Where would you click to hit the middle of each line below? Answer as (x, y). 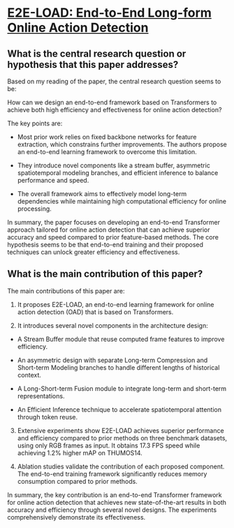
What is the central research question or (97, 54)
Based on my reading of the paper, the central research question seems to (114, 81)
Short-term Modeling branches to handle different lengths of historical (118, 367)
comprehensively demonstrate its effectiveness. (76, 517)
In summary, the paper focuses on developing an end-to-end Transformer (114, 222)
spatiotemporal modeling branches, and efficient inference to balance (118, 173)
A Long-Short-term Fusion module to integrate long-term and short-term (122, 388)
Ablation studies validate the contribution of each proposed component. (121, 466)
